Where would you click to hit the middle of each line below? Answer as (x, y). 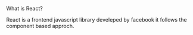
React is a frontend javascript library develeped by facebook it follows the (96, 20)
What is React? (24, 8)
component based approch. (40, 26)
